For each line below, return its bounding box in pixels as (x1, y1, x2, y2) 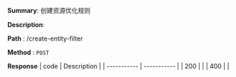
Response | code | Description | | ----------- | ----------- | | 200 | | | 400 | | (7, 62, 230, 70)
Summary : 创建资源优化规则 (7, 6, 91, 14)
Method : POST (7, 48, 50, 56)
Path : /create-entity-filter (7, 34, 83, 43)
